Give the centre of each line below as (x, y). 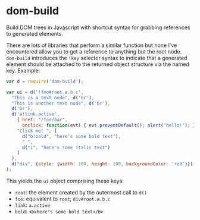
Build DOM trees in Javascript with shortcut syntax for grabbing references (98, 27)
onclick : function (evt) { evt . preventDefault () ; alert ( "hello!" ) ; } (109, 125)
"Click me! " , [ (37, 131)
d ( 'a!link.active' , (36, 114)
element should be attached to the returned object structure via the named (98, 64)
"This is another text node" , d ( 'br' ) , (61, 103)
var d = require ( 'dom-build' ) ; (45, 81)
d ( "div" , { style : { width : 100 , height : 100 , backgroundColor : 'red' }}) (102, 164)
